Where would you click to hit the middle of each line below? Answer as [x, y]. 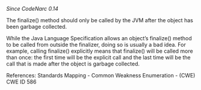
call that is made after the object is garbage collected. [73, 64]
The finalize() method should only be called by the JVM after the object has [100, 20]
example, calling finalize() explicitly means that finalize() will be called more [100, 51]
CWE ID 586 [21, 82]
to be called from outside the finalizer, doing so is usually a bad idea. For [96, 45]
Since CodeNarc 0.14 [32, 9]
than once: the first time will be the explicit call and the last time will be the [98, 57]
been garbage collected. [37, 27]
